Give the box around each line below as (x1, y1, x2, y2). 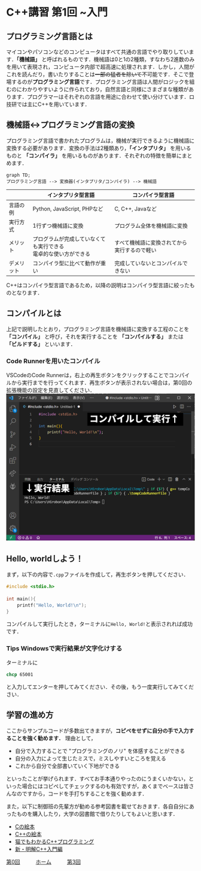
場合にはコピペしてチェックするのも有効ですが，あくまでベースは (22, 782, 184, 789)
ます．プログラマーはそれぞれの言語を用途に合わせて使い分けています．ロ (11, 94, 194, 100)
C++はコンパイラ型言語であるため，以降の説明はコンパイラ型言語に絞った (6, 281, 190, 288)
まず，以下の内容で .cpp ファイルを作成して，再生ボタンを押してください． (6, 571, 189, 578)
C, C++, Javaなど (114, 205, 157, 212)
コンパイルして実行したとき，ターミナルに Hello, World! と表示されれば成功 (6, 620, 193, 627)
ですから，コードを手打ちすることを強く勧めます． (22, 789, 148, 797)
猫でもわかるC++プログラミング (14, 837, 95, 845)
